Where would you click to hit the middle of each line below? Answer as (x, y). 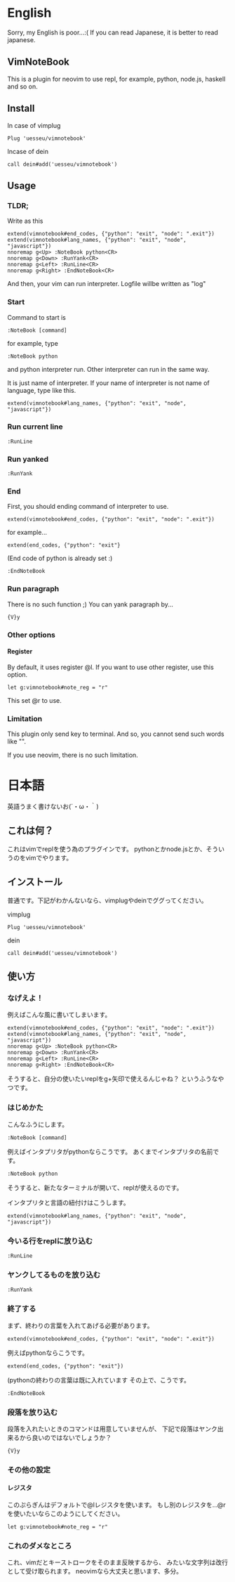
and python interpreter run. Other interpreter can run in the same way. (108, 369)
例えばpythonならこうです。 (48, 1353)
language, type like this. (42, 390)
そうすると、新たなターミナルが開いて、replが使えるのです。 (95, 1187)
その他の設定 (29, 1470)
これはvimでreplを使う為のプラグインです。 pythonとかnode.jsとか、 (107, 849)
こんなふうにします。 (38, 1124)
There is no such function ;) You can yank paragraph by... (90, 604)
